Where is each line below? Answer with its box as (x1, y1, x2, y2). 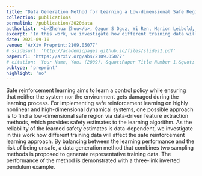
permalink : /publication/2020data (6, 20, 93, 26)
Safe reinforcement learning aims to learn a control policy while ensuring (6, 86, 186, 94)
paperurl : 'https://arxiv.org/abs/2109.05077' (6, 53, 125, 59)
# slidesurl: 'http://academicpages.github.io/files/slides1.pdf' (6, 48, 176, 54)
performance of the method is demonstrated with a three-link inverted (6, 157, 180, 164)
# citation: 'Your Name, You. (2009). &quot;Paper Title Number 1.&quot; (6, 59, 195, 65)
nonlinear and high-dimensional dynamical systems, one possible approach (6, 106, 194, 113)
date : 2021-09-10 (6, 37, 50, 43)
